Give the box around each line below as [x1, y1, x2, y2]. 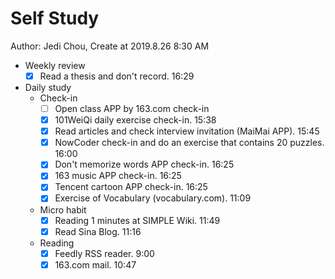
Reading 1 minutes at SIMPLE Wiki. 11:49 [54, 214, 221, 226]
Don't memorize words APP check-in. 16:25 [54, 158, 235, 171]
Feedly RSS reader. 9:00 [54, 247, 155, 259]
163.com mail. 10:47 [54, 258, 137, 271]
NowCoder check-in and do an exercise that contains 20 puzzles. [54, 137, 325, 149]
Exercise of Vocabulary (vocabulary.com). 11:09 [54, 192, 252, 204]
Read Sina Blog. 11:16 [54, 225, 142, 237]
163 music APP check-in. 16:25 [54, 170, 182, 182]
